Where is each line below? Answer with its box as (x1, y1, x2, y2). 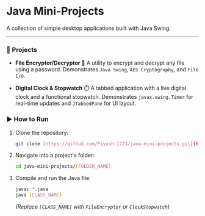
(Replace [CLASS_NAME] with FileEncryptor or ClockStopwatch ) (15, 203, 170, 211)
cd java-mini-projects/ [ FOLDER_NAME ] (15, 164, 112, 170)
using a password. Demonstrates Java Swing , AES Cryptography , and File (15, 66, 199, 73)
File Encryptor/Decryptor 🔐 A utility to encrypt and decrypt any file (15, 59, 185, 67)
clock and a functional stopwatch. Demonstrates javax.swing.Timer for (15, 93, 194, 101)
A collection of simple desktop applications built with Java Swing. (6, 24, 171, 32)
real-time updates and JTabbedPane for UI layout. (15, 99, 137, 107)
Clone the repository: (15, 129, 69, 136)
